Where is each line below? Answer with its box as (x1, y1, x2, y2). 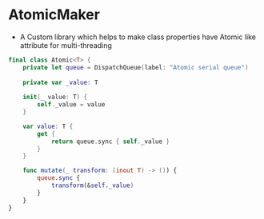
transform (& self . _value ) (50, 181, 134, 189)
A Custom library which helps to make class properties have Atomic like (19, 32, 256, 42)
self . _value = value (37, 101, 106, 109)
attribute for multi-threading (19, 40, 112, 50)
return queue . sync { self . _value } (50, 137, 170, 145)
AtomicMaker (8, 6, 100, 24)
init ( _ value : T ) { (22, 94, 88, 102)
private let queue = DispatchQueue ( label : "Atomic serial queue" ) (22, 63, 249, 71)
